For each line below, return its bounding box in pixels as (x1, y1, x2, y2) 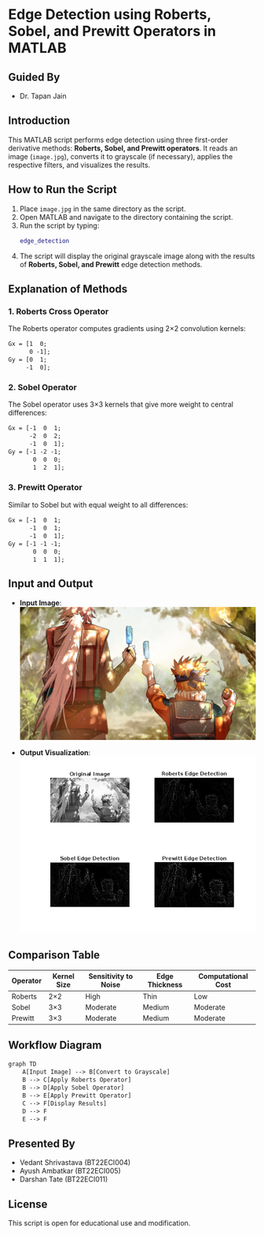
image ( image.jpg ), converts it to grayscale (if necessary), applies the (8, 151, 233, 161)
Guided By (8, 70, 60, 84)
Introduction (8, 114, 71, 128)
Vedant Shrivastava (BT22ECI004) (19, 1158, 131, 1167)
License (8, 1197, 48, 1211)
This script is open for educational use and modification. (8, 1218, 191, 1228)
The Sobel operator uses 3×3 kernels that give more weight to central (8, 400, 234, 409)
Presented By (8, 1136, 76, 1150)
